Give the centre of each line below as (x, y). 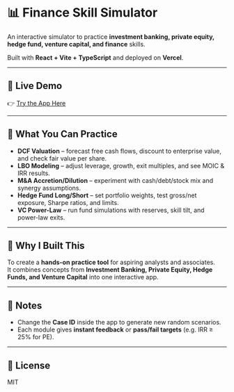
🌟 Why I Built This (46, 246)
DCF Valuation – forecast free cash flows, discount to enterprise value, (119, 151)
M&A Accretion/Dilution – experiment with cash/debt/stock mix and (115, 180)
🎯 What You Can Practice (62, 134)
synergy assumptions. (49, 188)
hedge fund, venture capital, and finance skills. (76, 44)
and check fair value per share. (62, 158)
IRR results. (33, 173)
